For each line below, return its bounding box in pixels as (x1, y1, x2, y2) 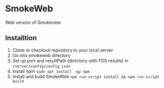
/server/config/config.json (12, 64, 71, 69)
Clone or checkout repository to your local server (12, 47, 113, 53)
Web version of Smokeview (5, 19, 61, 25)
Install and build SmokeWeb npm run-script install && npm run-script (12, 73, 160, 80)
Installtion (5, 34, 37, 42)
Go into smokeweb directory (12, 52, 71, 58)
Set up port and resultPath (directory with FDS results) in (12, 58, 129, 64)
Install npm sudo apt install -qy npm (12, 68, 90, 74)
